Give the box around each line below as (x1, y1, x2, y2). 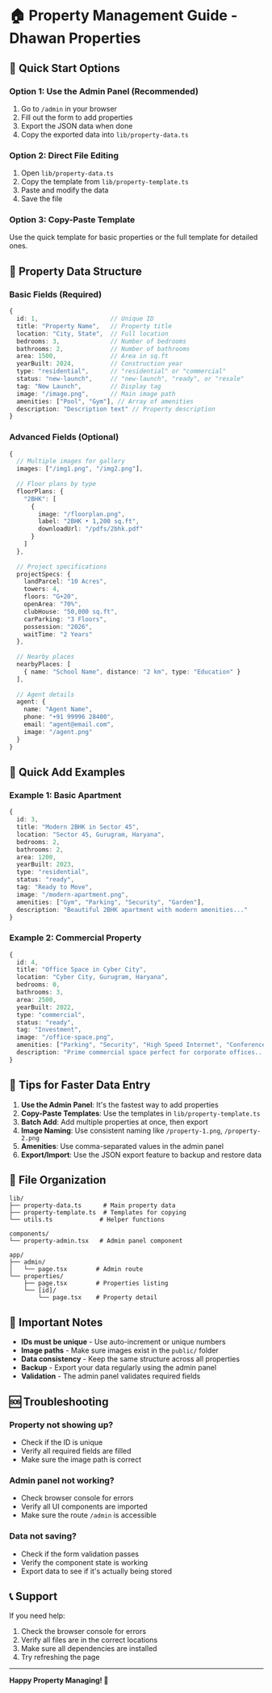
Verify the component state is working (20, 1557, 149, 1567)
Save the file (20, 194, 63, 204)
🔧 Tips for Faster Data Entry (9, 1079, 151, 1092)
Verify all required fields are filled (20, 1446, 132, 1455)
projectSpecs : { (16, 570, 71, 578)
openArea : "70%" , (23, 600, 82, 609)
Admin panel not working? (9, 1475, 115, 1486)
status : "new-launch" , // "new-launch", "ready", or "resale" (16, 375, 245, 383)
